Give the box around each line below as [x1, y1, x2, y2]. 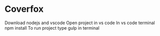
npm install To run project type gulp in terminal [4, 25, 100, 31]
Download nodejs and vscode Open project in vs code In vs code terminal [4, 20, 155, 26]
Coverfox [4, 3, 44, 15]
